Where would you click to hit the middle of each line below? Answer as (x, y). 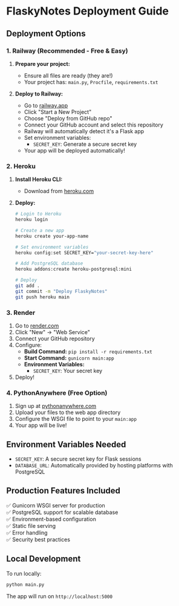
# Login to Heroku (38, 214)
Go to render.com (37, 326)
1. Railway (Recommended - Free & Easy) (67, 51)
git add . (28, 286)
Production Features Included (63, 491)
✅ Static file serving (31, 525)
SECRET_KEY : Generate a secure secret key (85, 144)
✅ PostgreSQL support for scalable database (62, 512)
